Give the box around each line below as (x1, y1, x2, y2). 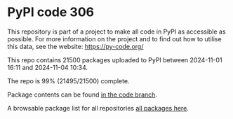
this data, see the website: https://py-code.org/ (7, 42, 144, 50)
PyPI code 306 (7, 4, 95, 20)
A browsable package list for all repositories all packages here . (7, 104, 189, 112)
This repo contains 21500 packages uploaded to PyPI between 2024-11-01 (7, 55, 222, 64)
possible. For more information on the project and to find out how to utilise (7, 34, 222, 43)
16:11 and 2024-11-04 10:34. (7, 63, 88, 71)
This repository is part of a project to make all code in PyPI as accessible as (7, 27, 226, 36)
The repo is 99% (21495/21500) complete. (7, 76, 130, 85)
